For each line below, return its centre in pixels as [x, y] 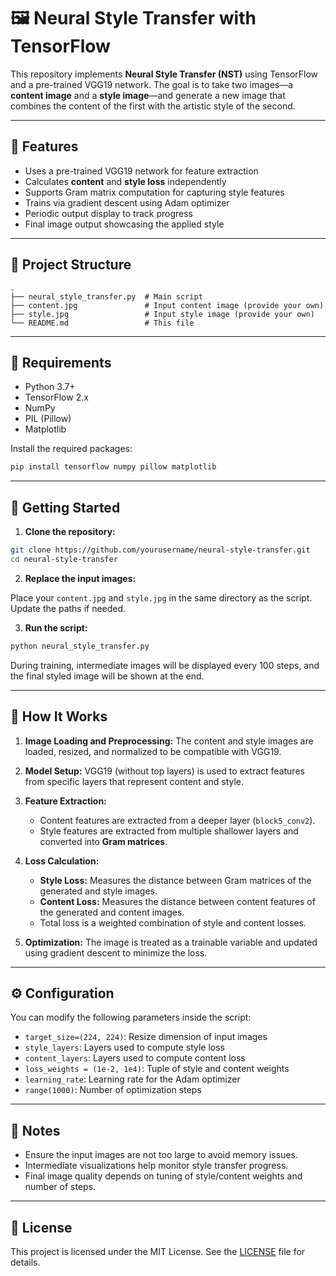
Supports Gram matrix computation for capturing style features [154, 192]
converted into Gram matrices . [103, 841]
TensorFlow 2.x [56, 397]
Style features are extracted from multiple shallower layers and [169, 831]
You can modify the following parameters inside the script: [131, 1017]
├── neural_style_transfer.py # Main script [106, 296]
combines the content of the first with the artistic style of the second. [153, 106]
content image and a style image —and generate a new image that [148, 95]
